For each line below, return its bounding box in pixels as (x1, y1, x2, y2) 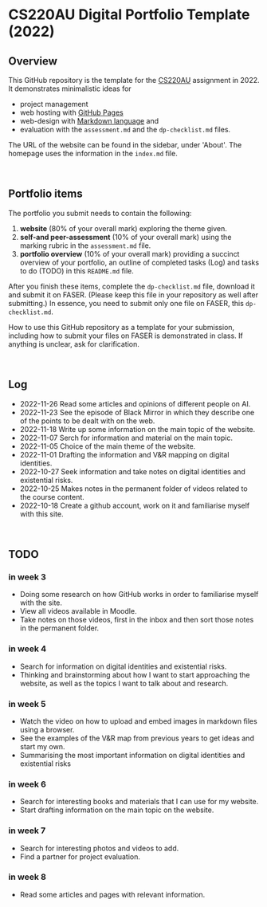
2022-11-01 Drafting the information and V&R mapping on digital (19, 450, 230, 459)
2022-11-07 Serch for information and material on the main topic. (19, 433, 234, 442)
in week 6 (8, 779, 46, 790)
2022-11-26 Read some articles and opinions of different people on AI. (19, 399, 251, 408)
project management (19, 100, 89, 108)
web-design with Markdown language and (19, 116, 159, 125)
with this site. (19, 508, 64, 519)
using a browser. (19, 724, 75, 734)
